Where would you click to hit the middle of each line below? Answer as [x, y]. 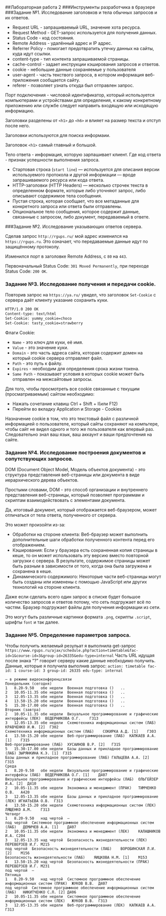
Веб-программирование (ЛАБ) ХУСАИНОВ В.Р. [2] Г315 [63, 745]
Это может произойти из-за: [35, 525]
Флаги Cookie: [20, 333]
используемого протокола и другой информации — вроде [74, 175]
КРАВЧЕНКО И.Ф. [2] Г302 [32, 727]
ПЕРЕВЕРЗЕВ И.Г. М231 [28, 866]
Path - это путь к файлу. [37, 363]
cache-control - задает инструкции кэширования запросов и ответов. [86, 64]
